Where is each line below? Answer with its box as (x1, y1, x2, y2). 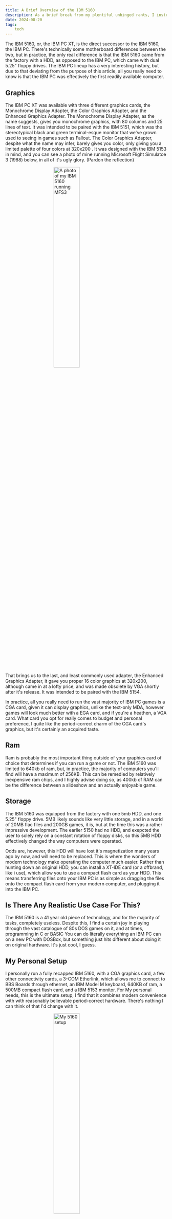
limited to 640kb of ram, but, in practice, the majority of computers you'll (5, 766, 159, 772)
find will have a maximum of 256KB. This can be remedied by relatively (5, 771, 155, 777)
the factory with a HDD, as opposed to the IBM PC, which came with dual (5, 57, 160, 63)
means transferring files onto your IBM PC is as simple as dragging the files (5, 875, 165, 881)
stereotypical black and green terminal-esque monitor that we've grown (5, 129, 157, 135)
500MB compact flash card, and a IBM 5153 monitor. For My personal (5, 987, 152, 993)
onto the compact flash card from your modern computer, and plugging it (5, 880, 160, 887)
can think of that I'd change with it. (5, 1003, 79, 1009)
